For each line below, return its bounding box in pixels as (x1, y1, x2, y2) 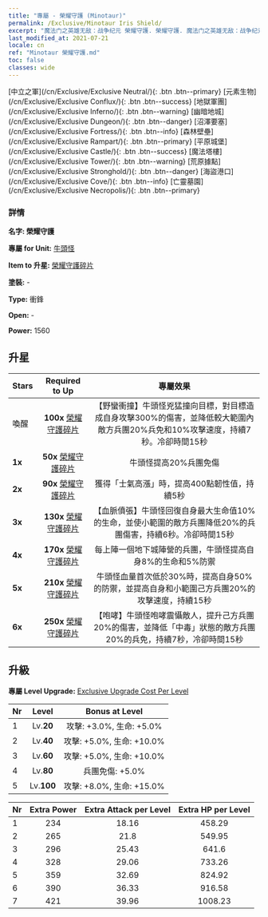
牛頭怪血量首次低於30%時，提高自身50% (96, 570, 253, 582)
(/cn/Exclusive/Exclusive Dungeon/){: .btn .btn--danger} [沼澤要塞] (8, 117, 228, 126)
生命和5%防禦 (162, 556, 216, 567)
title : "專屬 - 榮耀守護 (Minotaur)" (8, 11, 127, 20)
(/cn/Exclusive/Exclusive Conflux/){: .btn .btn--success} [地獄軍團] (8, 97, 227, 106)
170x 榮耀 (43, 544, 83, 555)
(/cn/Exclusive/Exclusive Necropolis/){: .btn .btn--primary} (8, 185, 201, 195)
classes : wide (8, 64, 56, 72)
